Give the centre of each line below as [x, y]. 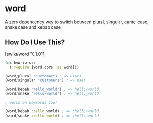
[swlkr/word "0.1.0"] [25, 54]
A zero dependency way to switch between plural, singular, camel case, [77, 22]
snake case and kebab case [33, 27]
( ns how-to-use [20, 63]
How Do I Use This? [35, 42]
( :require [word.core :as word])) [44, 67]
